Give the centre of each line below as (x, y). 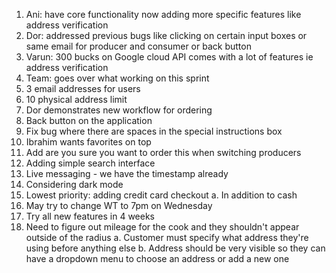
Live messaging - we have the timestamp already (127, 173)
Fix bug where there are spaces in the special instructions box (154, 131)
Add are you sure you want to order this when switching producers (163, 152)
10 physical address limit (76, 99)
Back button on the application (89, 120)
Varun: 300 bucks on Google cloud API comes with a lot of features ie (169, 57)
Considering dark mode (74, 184)
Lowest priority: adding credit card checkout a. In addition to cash (161, 195)
